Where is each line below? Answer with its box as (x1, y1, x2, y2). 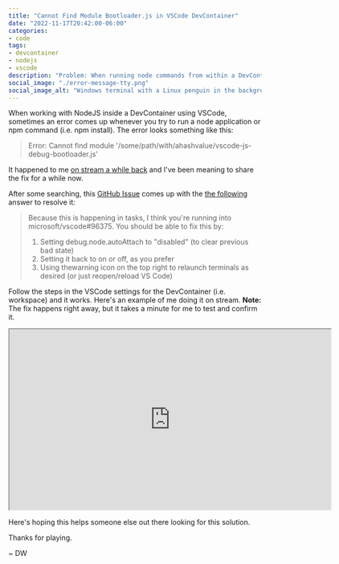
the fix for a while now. (8, 173, 84, 183)
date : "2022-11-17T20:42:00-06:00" (8, 19, 128, 27)
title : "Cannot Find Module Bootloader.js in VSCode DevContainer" (8, 11, 239, 20)
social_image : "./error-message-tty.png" (8, 79, 149, 87)
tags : (8, 42, 27, 50)
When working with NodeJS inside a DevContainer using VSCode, (8, 108, 227, 118)
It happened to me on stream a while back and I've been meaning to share (8, 165, 255, 175)
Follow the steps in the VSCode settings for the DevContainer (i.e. (8, 286, 227, 297)
